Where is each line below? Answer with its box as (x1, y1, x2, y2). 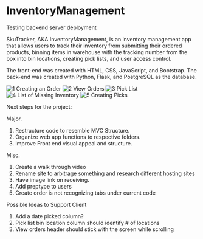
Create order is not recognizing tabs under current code (15, 189, 156, 196)
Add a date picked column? (15, 212, 84, 220)
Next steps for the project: (6, 103, 72, 110)
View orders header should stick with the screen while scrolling (15, 226, 174, 233)
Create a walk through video (15, 163, 86, 170)
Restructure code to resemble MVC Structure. (15, 126, 130, 134)
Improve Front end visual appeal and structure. (15, 139, 132, 147)
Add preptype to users (15, 182, 72, 190)
